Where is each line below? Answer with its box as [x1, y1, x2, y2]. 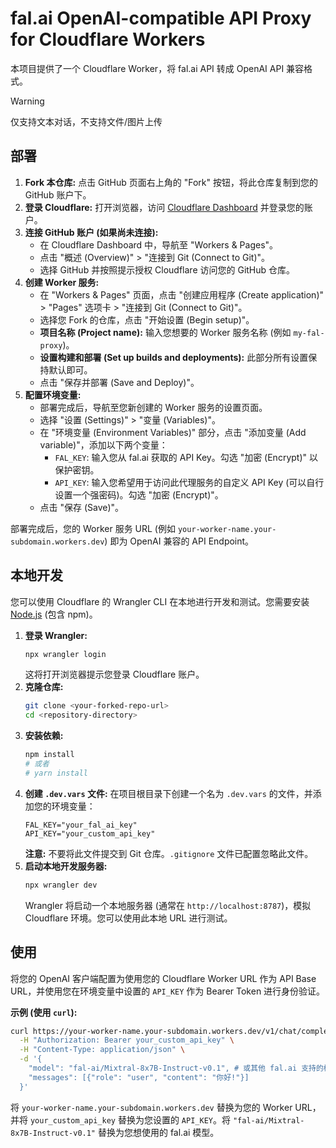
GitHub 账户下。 [24, 188, 92, 201]
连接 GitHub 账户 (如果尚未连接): [24, 226, 159, 238]
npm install [24, 750, 75, 760]
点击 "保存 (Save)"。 [39, 501, 125, 513]
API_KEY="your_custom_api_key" [24, 828, 156, 839]
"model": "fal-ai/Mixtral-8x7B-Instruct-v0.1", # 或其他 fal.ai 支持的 [28, 1063, 324, 1073]
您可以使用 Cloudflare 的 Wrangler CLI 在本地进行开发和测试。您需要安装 [10, 595, 310, 607]
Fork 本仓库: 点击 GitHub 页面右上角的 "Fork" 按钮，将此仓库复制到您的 [24, 176, 318, 188]
